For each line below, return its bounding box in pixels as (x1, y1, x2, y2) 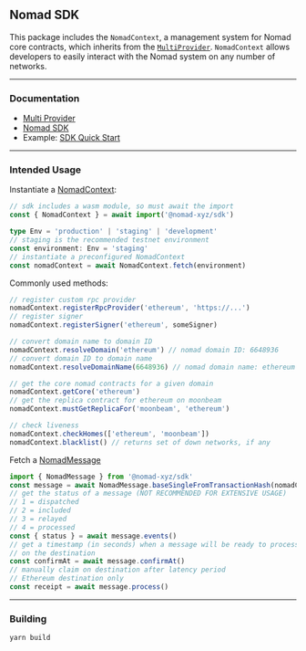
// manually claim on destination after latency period (9, 565, 226, 574)
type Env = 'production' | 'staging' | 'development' (9, 227, 219, 236)
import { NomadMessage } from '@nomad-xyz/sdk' (9, 472, 194, 481)
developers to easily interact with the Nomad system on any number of (9, 50, 276, 62)
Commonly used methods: (9, 278, 109, 289)
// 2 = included (9, 506, 71, 515)
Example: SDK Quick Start (22, 132, 121, 143)
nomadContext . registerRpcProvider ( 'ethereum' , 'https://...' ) (9, 303, 250, 313)
